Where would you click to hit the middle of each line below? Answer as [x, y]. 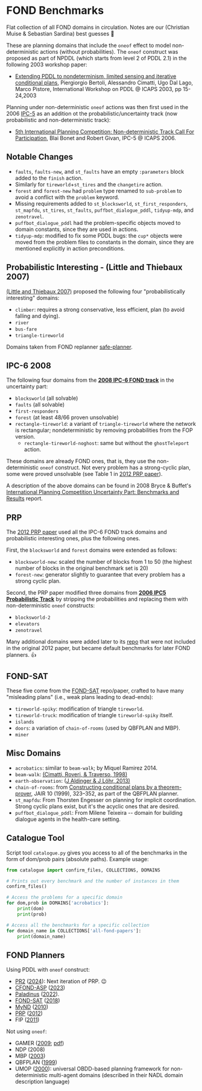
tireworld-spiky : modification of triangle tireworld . [79, 709]
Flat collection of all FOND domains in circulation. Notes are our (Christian [98, 27]
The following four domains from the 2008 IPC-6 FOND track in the [90, 380]
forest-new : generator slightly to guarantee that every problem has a [100, 575]
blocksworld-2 [33, 618]
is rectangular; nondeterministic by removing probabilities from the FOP [104, 430]
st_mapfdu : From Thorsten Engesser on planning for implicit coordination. [106, 800]
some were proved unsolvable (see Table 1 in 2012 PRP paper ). [84, 474]
